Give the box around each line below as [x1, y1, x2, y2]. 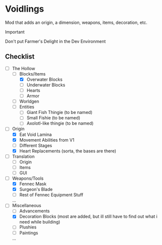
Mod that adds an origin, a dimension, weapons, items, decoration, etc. [5, 19, 147, 25]
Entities [19, 104, 35, 110]
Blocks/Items [19, 71, 46, 76]
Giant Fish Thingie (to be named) [26, 110, 92, 115]
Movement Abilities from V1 [19, 137, 74, 143]
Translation [12, 153, 35, 159]
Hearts [26, 88, 40, 93]
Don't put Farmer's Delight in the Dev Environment [5, 38, 106, 44]
